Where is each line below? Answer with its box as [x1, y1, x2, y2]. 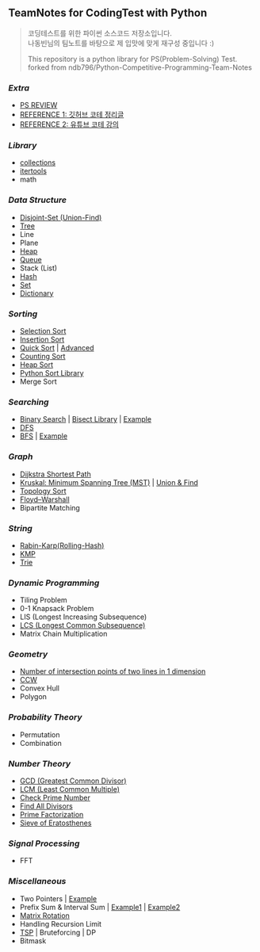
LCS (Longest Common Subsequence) [19, 621, 146, 630]
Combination [19, 738, 62, 747]
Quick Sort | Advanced [19, 343, 94, 352]
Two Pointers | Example [19, 893, 97, 903]
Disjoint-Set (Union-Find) [19, 212, 102, 222]
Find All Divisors [19, 801, 73, 811]
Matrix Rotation [19, 911, 70, 920]
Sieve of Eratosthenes [19, 818, 92, 828]
